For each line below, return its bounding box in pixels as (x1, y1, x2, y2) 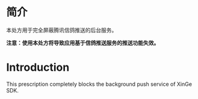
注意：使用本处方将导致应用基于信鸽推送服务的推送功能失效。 (6, 39, 159, 46)
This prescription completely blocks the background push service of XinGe (6, 80, 193, 88)
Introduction (6, 61, 70, 74)
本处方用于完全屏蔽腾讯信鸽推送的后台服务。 (6, 26, 117, 34)
